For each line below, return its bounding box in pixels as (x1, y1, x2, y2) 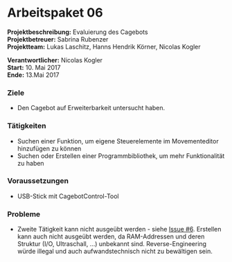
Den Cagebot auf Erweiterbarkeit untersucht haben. (17, 104, 166, 112)
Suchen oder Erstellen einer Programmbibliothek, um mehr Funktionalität (17, 151, 225, 160)
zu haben (17, 159, 44, 167)
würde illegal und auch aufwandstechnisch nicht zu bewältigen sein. (17, 247, 213, 256)
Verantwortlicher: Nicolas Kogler (7, 55, 102, 64)
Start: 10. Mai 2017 (7, 63, 61, 71)
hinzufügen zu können (17, 144, 82, 152)
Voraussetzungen (7, 176, 69, 186)
